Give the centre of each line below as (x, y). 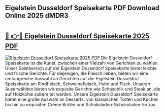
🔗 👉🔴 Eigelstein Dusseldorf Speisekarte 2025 (77, 36)
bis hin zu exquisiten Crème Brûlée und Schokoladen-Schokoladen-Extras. (81, 104)
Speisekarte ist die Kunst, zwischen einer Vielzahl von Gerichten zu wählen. (82, 63)
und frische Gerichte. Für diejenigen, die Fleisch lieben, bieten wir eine (77, 73)
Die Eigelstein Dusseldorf (126, 58)
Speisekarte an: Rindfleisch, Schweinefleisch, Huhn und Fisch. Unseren (78, 84)
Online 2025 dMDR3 (37, 16)
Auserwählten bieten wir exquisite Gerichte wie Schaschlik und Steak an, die (83, 89)
